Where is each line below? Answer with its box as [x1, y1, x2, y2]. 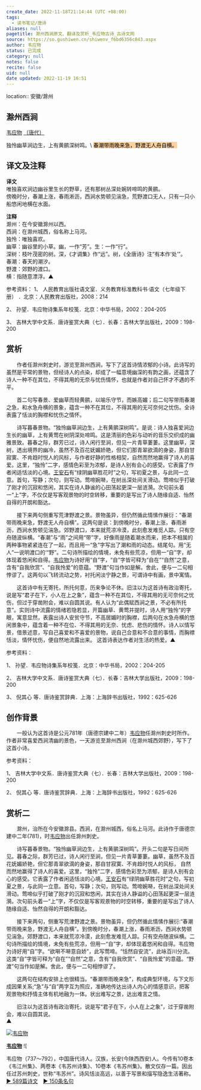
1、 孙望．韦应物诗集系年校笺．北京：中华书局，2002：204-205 [6, 662, 166, 669]
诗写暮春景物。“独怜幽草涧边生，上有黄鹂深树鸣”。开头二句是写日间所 [16, 845, 190, 852]
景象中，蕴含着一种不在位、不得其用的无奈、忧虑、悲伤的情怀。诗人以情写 [11, 621, 195, 628]
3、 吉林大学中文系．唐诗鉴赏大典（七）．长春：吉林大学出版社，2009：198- [6, 318, 195, 325]
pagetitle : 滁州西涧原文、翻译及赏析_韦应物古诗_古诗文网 [6, 31, 135, 37]
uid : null [6, 70, 31, 76]
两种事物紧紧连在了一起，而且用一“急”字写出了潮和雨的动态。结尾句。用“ [6, 541, 187, 548]
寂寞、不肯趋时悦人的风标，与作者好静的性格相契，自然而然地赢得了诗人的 [6, 453, 190, 461]
